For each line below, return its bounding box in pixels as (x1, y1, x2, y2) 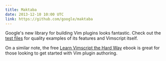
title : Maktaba (5, 7, 37, 12)
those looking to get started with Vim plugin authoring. (5, 50, 118, 56)
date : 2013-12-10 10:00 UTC (5, 12, 64, 17)
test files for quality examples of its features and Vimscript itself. (5, 35, 138, 41)
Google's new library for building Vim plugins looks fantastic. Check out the (5, 30, 161, 36)
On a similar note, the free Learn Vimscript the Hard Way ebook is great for (5, 45, 160, 51)
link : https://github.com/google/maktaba (5, 16, 93, 21)
